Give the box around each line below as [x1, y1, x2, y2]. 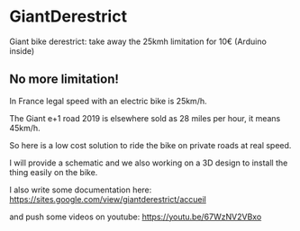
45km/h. [9, 122, 41, 133]
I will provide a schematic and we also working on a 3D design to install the [9, 157, 288, 168]
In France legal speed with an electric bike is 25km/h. [9, 95, 207, 106]
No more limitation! [9, 72, 120, 87]
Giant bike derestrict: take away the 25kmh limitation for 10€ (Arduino [9, 36, 268, 47]
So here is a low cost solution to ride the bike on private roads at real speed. [9, 139, 292, 150]
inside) [9, 45, 35, 56]
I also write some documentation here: [9, 184, 152, 195]
